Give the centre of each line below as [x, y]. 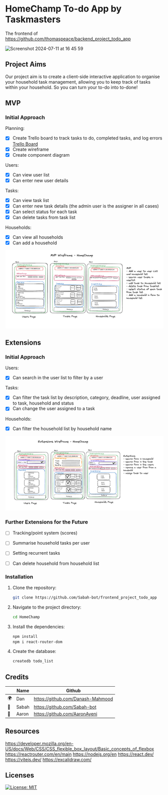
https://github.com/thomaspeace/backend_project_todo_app [68, 39]
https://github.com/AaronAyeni [65, 714]
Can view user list [31, 175]
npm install [25, 636]
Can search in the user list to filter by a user [58, 378]
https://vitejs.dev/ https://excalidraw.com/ [49, 759]
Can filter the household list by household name [62, 428]
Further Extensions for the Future [47, 522]
